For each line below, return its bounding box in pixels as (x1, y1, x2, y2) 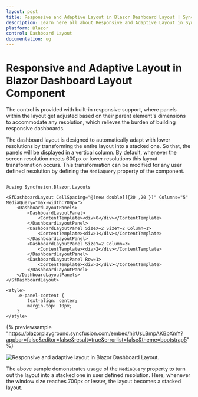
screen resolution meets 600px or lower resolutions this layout (6, 155, 158, 162)
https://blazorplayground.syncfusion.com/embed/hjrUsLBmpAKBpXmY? (8, 330, 184, 337)
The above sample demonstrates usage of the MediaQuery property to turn (6, 365, 186, 372)
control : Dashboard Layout (6, 31, 72, 37)
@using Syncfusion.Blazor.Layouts (6, 184, 91, 190)
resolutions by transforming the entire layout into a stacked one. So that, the (6, 142, 191, 149)
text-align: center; (27, 297, 78, 304)
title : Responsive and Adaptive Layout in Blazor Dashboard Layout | (6, 14, 181, 20)
